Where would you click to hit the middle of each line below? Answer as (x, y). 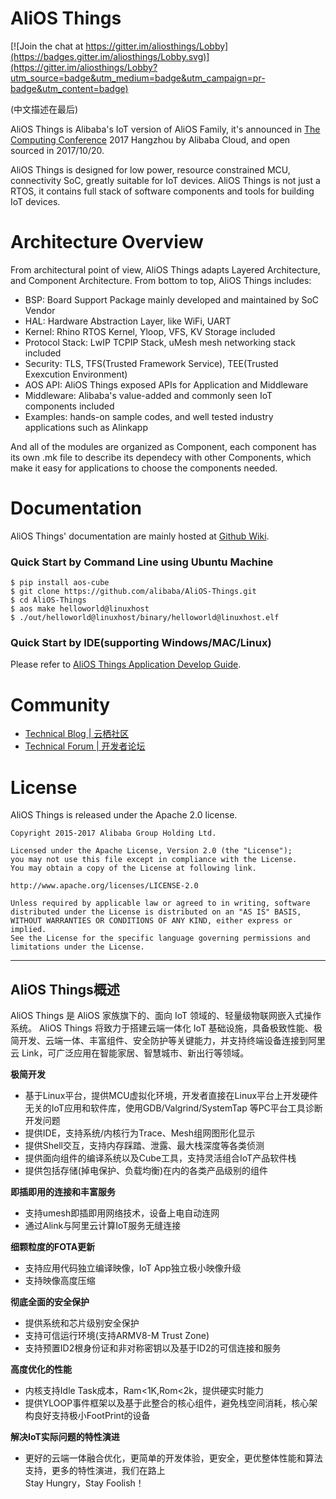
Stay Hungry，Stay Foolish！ (84, 1483)
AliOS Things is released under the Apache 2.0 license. (124, 815)
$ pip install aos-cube (60, 583)
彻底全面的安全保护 (50, 1302)
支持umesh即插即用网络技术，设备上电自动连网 (122, 1213)
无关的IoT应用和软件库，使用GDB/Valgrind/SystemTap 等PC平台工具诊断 (173, 1108)
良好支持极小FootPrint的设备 (92, 1416)
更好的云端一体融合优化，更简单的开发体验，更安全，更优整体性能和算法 (173, 1458)
